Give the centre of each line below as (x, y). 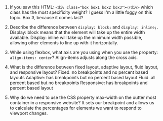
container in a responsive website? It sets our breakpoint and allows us (82, 103)
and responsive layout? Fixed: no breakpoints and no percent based (79, 72)
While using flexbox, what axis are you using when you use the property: (84, 52)
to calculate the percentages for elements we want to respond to (76, 108)
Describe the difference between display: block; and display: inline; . (84, 27)
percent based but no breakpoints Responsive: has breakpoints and (79, 83)
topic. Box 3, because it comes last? (46, 17)
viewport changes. (29, 113)
